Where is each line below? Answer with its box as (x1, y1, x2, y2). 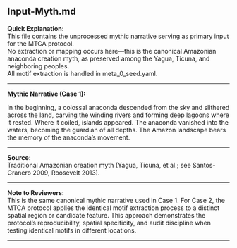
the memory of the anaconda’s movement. (7, 133, 130, 142)
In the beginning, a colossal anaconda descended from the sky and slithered (7, 103, 230, 111)
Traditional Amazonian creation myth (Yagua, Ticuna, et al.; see (7, 161, 192, 169)
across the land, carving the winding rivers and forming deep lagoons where (7, 111, 230, 119)
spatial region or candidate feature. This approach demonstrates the (7, 211, 206, 219)
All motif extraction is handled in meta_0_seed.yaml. (7, 69, 158, 77)
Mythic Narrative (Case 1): (7, 89, 86, 98)
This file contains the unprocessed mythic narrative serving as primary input (7, 32, 229, 40)
